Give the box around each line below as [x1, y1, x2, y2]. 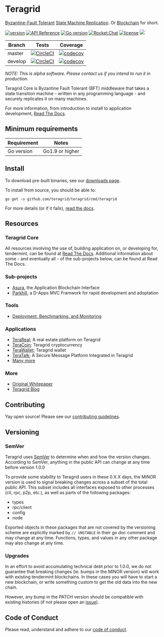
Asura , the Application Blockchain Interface [12, 285, 100, 290]
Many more [12, 358, 36, 364]
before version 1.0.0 [5, 464, 45, 470]
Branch [8, 41, 25, 48]
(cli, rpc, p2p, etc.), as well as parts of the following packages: [5, 489, 131, 495]
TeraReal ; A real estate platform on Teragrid [12, 337, 100, 343]
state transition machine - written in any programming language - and [5, 90, 145, 96]
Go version [7, 148, 33, 155]
